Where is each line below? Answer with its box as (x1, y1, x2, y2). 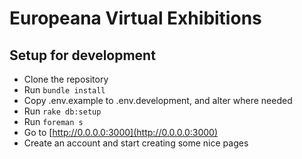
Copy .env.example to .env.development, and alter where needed (23, 95, 293, 106)
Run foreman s (23, 116, 84, 127)
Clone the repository (23, 73, 109, 85)
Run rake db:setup (23, 105, 102, 117)
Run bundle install (23, 84, 106, 96)
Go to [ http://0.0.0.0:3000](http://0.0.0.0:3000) (23, 127, 218, 138)
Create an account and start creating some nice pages (23, 137, 249, 149)
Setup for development (9, 47, 156, 64)
